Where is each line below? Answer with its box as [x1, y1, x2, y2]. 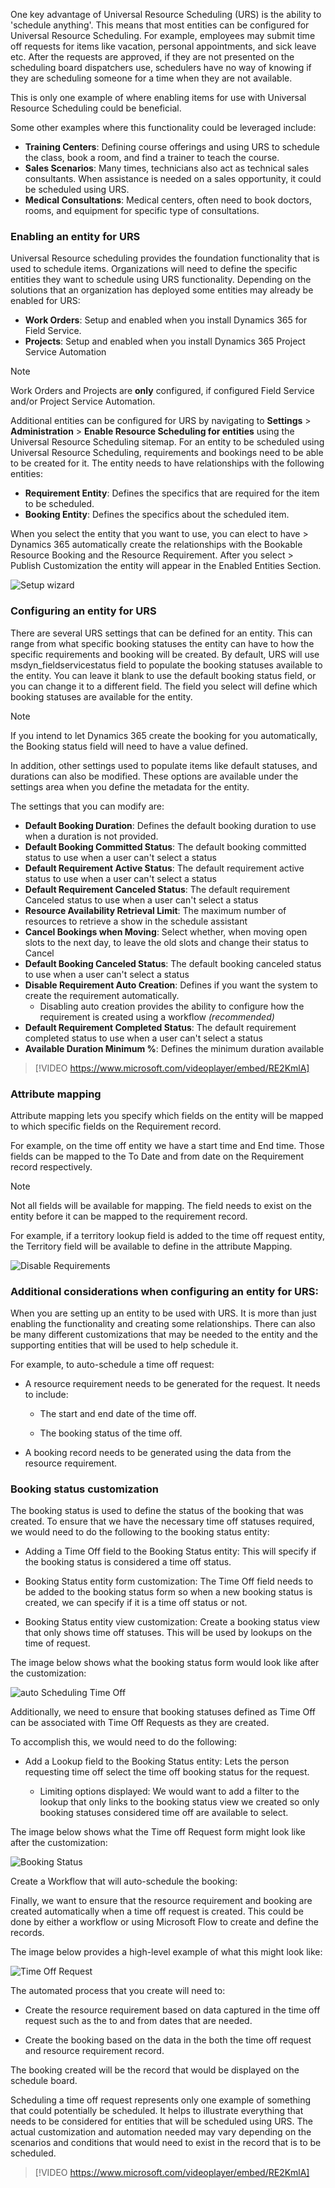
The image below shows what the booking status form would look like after [10, 1657, 320, 1669]
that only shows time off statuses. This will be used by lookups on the [24, 1627, 313, 1639]
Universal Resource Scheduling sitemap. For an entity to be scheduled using [10, 436, 325, 448]
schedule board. [10, 2075, 78, 2087]
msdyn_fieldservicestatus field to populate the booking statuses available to [10, 659, 323, 671]
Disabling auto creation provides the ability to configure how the [39, 1000, 305, 1012]
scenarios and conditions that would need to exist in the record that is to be [10, 2137, 322, 2149]
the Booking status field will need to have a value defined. [10, 740, 249, 752]
